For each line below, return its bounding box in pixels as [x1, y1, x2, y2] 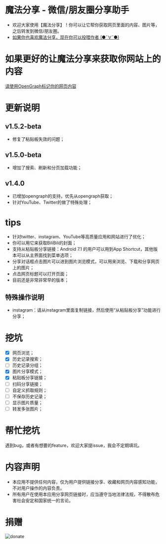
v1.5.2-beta [5, 122, 41, 131]
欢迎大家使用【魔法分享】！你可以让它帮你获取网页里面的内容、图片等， [12, 22, 160, 28]
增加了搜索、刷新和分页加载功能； [12, 164, 82, 170]
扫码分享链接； [12, 381, 43, 387]
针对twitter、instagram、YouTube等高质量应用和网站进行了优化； [12, 234, 146, 240]
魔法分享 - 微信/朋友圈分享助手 [5, 4, 129, 16]
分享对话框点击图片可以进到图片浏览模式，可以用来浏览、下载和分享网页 [12, 259, 160, 265]
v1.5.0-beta [5, 151, 42, 159]
